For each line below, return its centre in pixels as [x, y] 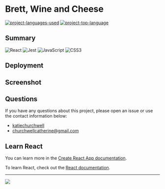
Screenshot [23, 82]
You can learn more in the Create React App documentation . [66, 158]
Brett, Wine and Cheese [55, 9]
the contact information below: [36, 116]
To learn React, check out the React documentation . [58, 168]
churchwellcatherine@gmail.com [45, 131]
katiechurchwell [28, 126]
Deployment [24, 66]
